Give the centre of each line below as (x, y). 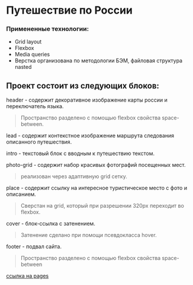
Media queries (32, 55)
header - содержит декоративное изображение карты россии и (87, 100)
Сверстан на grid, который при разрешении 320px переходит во (102, 206)
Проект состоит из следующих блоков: (83, 86)
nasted (23, 67)
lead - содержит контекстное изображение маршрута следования (90, 136)
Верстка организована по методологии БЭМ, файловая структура (98, 61)
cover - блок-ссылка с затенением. (51, 224)
